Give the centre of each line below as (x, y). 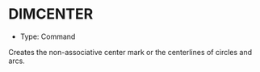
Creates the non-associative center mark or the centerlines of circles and (130, 52)
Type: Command (48, 36)
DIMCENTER (51, 14)
